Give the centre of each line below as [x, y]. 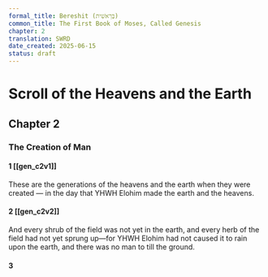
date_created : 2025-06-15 [52, 46]
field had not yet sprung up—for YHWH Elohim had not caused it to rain [128, 238]
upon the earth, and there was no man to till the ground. [102, 247]
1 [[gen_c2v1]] [32, 167]
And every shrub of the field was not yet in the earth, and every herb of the [134, 229]
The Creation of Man [50, 147]
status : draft [32, 54]
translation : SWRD [39, 39]
